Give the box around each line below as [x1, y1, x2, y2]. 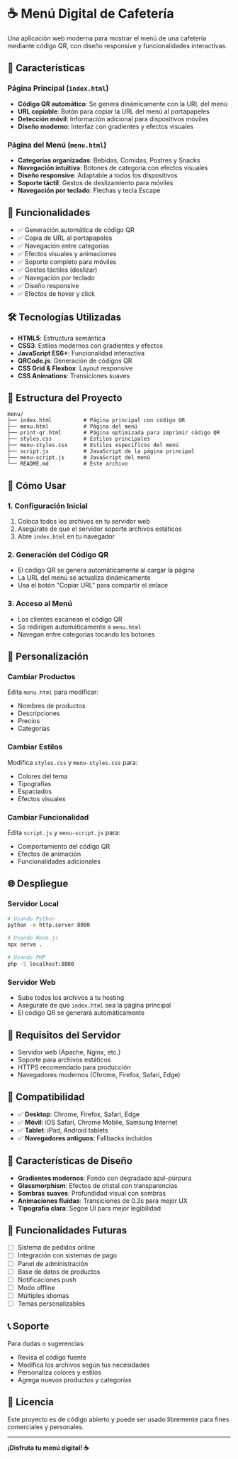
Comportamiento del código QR [17, 842, 110, 850]
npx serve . [7, 941, 42, 948]
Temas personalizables [17, 1299, 86, 1308]
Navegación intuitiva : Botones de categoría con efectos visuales [17, 163, 208, 172]
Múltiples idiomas [17, 1291, 69, 1299]
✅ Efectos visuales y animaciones [17, 249, 117, 258]
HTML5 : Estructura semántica [17, 334, 106, 342]
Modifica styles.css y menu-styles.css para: [7, 758, 138, 766]
